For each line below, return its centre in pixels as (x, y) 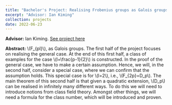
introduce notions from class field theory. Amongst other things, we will (81, 92)
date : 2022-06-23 (24, 24)
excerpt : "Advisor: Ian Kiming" (40, 15)
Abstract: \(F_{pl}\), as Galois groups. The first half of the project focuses (83, 48)
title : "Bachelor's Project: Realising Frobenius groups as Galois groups (87, 10)
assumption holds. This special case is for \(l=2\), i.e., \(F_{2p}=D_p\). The (83, 76)
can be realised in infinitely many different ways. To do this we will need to (84, 87)
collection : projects (28, 19)
